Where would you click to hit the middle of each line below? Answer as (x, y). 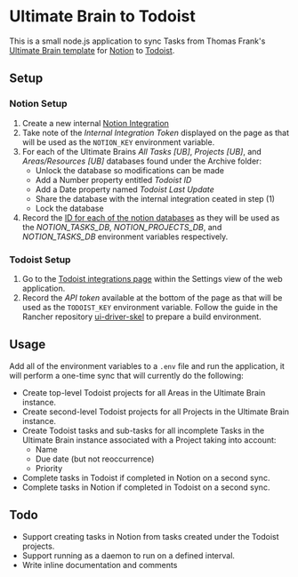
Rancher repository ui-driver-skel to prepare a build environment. (141, 317)
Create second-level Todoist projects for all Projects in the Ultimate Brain (156, 412)
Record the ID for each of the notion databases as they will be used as (151, 217)
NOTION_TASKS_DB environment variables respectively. (125, 236)
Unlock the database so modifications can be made (130, 170)
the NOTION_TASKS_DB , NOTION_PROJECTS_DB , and (122, 227)
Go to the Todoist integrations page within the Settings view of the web (152, 278)
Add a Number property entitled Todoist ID (113, 180)
